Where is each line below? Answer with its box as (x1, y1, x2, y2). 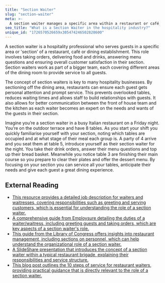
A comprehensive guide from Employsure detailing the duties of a (12, 215, 145, 221)
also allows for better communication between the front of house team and (5, 100, 157, 106)
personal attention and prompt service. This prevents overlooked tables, (5, 89, 151, 95)
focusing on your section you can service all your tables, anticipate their (5, 162, 151, 168)
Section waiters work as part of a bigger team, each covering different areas (5, 64, 160, 70)
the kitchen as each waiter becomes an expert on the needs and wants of (5, 105, 154, 111)
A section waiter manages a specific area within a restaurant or (9, 21, 148, 26)
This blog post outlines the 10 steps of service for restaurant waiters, (12, 262, 152, 268)
